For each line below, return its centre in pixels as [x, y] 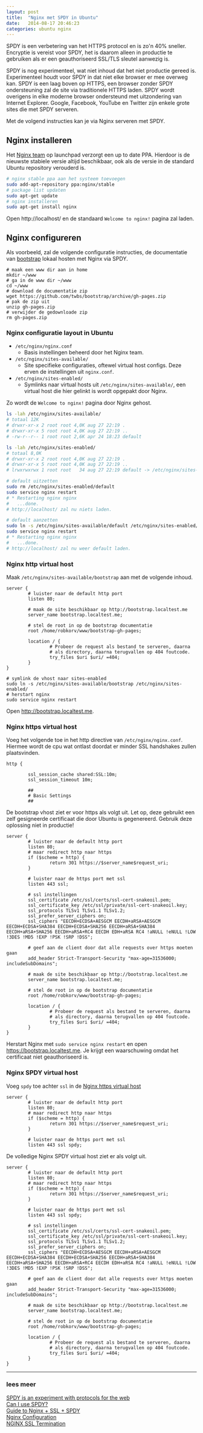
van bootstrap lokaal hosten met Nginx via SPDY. [67, 259]
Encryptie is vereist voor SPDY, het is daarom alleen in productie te [89, 53]
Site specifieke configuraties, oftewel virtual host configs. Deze [103, 365]
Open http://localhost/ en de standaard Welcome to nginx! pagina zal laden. [100, 218]
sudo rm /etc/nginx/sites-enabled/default [60, 487]
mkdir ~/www [21, 275]
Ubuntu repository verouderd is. [46, 168]
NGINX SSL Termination [36, 1423]
